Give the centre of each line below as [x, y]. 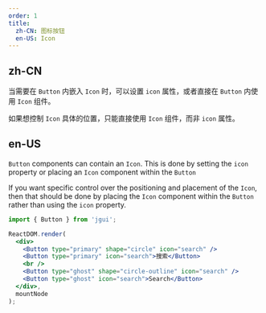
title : [19, 23]
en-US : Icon [36, 38]
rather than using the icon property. [68, 204]
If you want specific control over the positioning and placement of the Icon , [133, 187]
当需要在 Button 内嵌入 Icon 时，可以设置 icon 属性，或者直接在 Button [125, 91]
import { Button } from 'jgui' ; [62, 219]
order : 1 [23, 16]
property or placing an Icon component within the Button [102, 172]
